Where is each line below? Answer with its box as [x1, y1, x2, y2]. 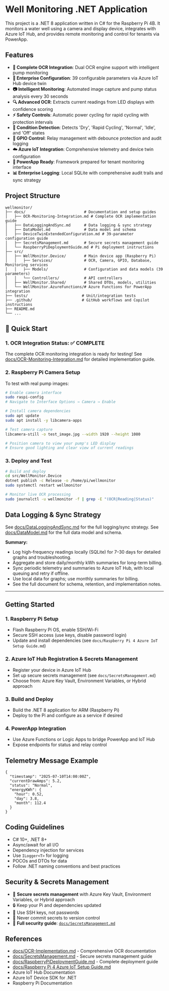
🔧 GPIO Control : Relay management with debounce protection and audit [12, 135, 162, 141]
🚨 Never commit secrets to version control [12, 914, 100, 920]
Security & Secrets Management [5, 878, 109, 886]
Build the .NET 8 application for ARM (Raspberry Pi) [12, 707, 120, 713]
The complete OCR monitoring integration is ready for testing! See [5, 351, 142, 357]
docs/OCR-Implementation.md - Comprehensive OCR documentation [12, 948, 156, 954]
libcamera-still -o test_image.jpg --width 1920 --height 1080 [5, 432, 141, 437]
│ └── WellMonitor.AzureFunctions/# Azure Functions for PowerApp [5, 284, 152, 289]
